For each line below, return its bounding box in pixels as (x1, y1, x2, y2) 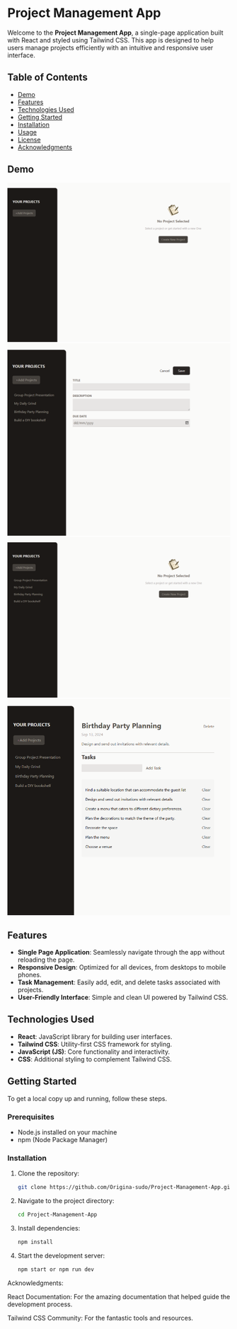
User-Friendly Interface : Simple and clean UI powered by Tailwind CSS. (17, 993, 229, 1002)
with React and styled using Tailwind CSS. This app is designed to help (7, 35, 214, 44)
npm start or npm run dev (17, 1265, 94, 1273)
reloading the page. (17, 955, 75, 964)
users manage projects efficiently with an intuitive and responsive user (7, 43, 214, 52)
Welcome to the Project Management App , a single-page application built (7, 28, 224, 37)
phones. (17, 971, 42, 979)
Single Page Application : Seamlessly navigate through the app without (17, 948, 225, 957)
